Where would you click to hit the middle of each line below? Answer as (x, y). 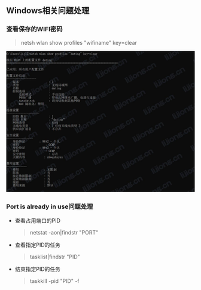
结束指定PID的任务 (38, 269)
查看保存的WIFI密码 (34, 29)
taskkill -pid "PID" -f (54, 281)
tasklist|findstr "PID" (55, 257)
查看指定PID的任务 (38, 245)
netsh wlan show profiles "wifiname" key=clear (79, 42)
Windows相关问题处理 (48, 11)
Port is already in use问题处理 (50, 206)
